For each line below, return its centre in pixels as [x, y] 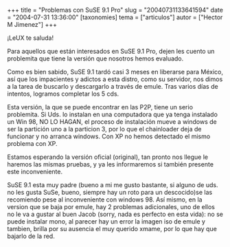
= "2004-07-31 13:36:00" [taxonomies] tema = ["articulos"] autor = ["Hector [115, 17]
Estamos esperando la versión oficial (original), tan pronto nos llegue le [107, 157]
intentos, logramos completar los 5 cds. [63, 94]
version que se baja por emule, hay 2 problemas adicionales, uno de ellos [111, 207]
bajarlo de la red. [31, 236]
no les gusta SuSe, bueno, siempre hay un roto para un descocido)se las [110, 192]
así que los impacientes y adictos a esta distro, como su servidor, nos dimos [115, 79]
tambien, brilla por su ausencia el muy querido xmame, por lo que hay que [112, 229]
